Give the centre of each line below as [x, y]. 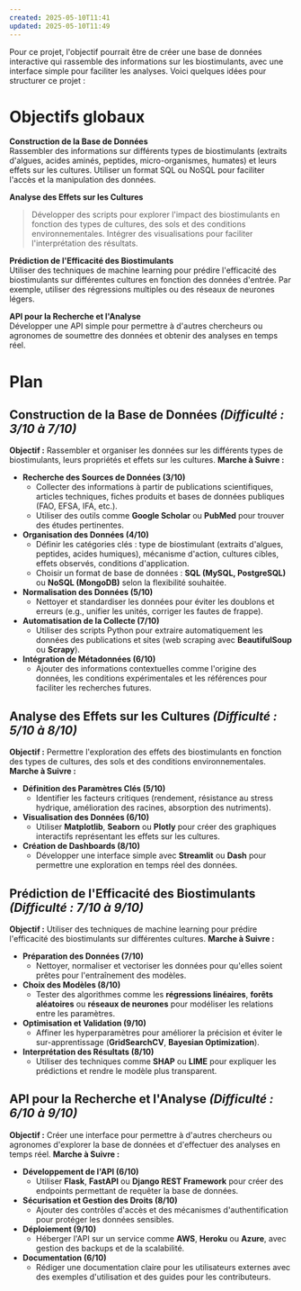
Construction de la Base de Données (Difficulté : [147, 415]
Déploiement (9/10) [59, 1229]
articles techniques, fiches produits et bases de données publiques [160, 497]
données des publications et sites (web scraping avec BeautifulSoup [164, 640]
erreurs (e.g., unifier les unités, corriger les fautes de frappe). [149, 611]
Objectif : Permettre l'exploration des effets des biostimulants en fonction [146, 752]
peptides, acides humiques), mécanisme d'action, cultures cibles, [157, 554]
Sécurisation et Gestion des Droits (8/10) [100, 1200]
